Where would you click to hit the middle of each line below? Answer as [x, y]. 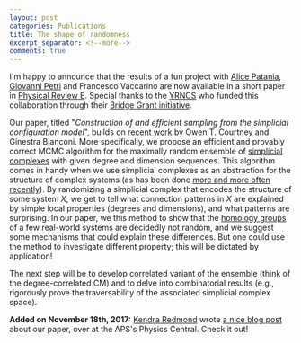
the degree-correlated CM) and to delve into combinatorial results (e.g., [142, 283]
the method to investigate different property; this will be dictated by [134, 247]
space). [23, 303]
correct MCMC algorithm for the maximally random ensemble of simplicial [146, 151]
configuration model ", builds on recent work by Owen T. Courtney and [139, 132]
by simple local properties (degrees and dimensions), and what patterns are [150, 208]
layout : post [34, 18]
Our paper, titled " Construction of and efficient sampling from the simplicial [149, 123]
